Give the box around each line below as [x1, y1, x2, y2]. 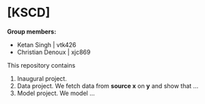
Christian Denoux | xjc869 [16, 48, 91, 56]
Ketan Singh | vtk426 [16, 40, 77, 49]
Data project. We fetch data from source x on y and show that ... [16, 81, 199, 90]
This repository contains [7, 61, 76, 69]
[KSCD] [7, 5, 51, 21]
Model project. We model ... [16, 89, 96, 97]
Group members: [7, 27, 57, 36]
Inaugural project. [16, 74, 67, 83]
